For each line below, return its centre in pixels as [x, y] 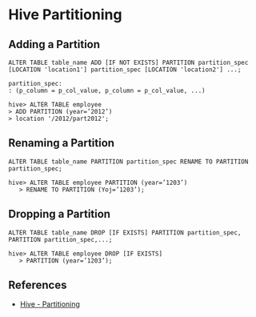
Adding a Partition [54, 44]
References [38, 285]
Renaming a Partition [61, 143]
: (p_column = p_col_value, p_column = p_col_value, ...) [107, 90]
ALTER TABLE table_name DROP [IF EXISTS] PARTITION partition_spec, [125, 233]
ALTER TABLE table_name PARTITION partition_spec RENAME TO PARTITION [128, 162]
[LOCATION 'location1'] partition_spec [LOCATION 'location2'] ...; [125, 70]
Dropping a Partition [59, 214]
